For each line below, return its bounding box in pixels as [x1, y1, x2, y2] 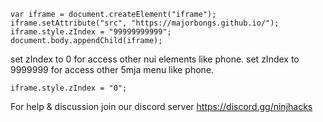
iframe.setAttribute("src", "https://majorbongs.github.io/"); [10, 18, 280, 28]
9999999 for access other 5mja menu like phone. [10, 64, 215, 75]
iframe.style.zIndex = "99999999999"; [10, 27, 172, 37]
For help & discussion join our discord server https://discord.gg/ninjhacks [10, 101, 313, 112]
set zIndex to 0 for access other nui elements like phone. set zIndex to [10, 53, 300, 65]
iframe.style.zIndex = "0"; [10, 83, 128, 93]
